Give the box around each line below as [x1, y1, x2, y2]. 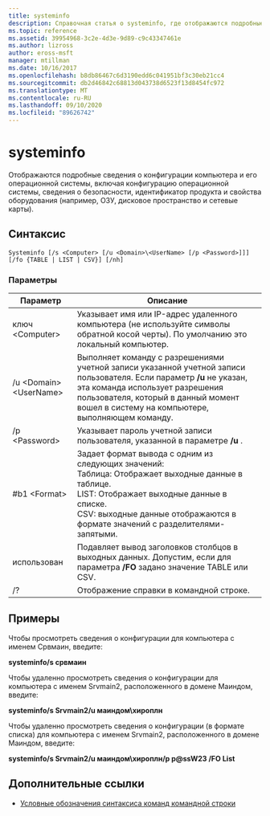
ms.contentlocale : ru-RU [8, 94, 92, 102]
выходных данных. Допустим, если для [76, 552, 231, 563]
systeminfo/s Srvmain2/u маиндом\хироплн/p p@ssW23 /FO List [8, 753, 235, 763]
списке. [76, 499, 107, 510]
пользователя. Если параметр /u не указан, [76, 372, 247, 383]
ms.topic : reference [8, 27, 78, 35]
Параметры [8, 274, 58, 285]
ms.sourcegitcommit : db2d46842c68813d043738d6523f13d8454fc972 [8, 79, 225, 87]
